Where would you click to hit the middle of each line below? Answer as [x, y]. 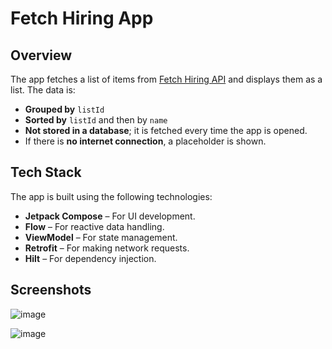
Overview [41, 55]
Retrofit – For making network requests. [107, 248]
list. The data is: [43, 90]
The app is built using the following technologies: [111, 196]
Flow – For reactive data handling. [94, 226]
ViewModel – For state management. [101, 237]
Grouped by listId [64, 109]
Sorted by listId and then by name [96, 120]
